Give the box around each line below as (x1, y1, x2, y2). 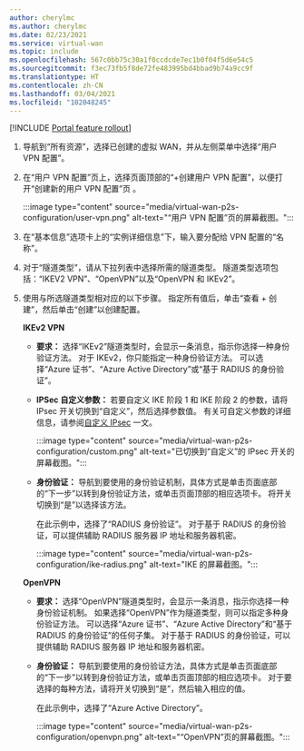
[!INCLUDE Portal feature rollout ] (9, 123, 132, 133)
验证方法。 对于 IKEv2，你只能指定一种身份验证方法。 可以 (35, 352, 256, 363)
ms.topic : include (9, 47, 79, 56)
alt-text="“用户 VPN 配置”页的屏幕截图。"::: (132, 212, 295, 223)
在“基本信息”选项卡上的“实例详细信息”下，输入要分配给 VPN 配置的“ (22, 232, 277, 242)
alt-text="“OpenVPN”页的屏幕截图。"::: (144, 732, 290, 743)
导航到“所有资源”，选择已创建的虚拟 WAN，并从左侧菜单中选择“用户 (22, 142, 278, 153)
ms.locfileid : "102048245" (9, 97, 112, 107)
